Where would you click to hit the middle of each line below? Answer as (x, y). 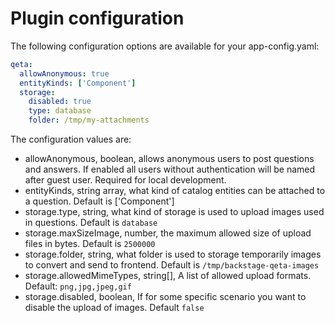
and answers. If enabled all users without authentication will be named (170, 169)
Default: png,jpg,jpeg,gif (78, 286)
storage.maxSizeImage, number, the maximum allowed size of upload (168, 233)
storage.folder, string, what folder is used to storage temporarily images (173, 254)
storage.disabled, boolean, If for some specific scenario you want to (165, 297)
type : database (60, 111)
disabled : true (60, 102)
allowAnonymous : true (64, 73)
